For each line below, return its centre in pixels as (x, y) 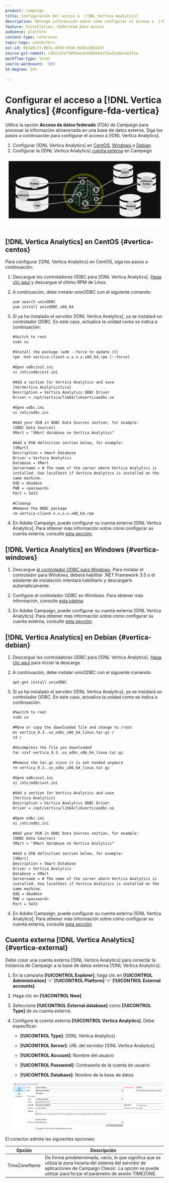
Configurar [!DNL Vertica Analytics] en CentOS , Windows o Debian (82, 145)
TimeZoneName (24, 1165)
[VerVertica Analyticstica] (42, 388)
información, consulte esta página (48, 601)
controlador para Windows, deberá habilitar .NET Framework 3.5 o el (83, 575)
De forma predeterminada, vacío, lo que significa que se (103, 1157)
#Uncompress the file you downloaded (52, 747)
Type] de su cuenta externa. (42, 1011)
